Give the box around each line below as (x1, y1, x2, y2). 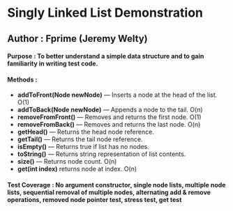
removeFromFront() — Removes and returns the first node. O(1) (17, 113, 202, 121)
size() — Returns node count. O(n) (17, 157, 117, 166)
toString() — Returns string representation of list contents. (17, 150, 186, 158)
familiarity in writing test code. (7, 59, 98, 68)
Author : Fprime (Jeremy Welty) (7, 33, 148, 45)
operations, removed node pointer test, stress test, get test (7, 195, 182, 203)
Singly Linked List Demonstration (7, 5, 204, 21)
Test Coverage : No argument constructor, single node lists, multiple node (7, 180, 226, 189)
